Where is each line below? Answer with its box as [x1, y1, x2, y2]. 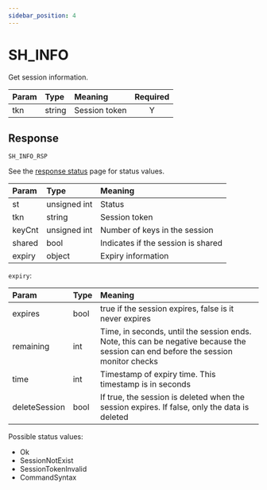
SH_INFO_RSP [8, 153, 48, 161]
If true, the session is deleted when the [100, 391, 245, 402]
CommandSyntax [19, 472, 77, 482]
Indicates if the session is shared [100, 238, 222, 249]
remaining [12, 341, 50, 352]
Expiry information [100, 251, 169, 262]
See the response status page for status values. [8, 166, 165, 176]
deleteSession [12, 402, 66, 413]
